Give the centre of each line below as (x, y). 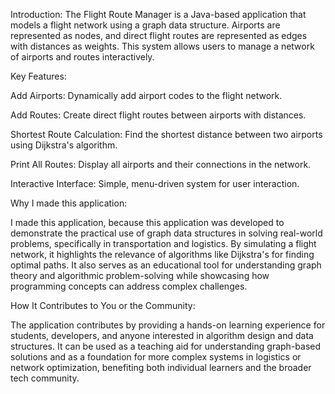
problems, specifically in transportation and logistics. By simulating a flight (163, 243)
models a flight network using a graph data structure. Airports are (145, 25)
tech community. (45, 378)
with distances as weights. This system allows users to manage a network (162, 46)
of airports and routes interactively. (82, 57)
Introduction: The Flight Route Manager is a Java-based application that (158, 14)
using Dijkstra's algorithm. (64, 145)
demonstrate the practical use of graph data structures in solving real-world (166, 233)
